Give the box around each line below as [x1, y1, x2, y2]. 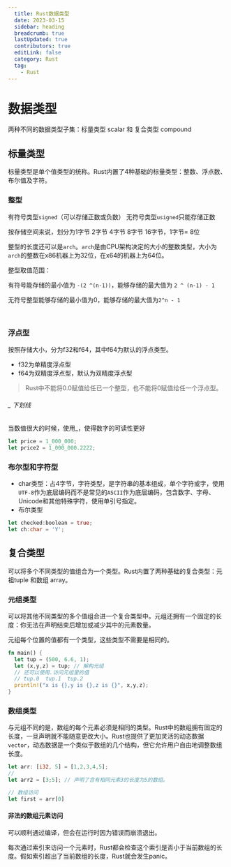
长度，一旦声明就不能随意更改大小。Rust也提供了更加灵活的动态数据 [8, 732, 204, 741]
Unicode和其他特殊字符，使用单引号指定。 [17, 497, 141, 505]
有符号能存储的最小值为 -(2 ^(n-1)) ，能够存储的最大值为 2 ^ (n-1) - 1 [8, 281, 215, 289]
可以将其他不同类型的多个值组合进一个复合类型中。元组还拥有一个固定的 [8, 612, 216, 620]
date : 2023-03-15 [14, 17, 65, 24]
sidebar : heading [14, 23, 65, 30]
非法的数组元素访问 [8, 811, 64, 820]
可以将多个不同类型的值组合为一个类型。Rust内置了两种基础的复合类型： [8, 567, 217, 575]
